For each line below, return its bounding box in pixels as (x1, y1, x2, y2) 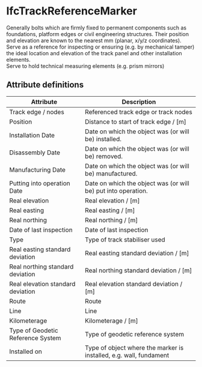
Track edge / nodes (9, 108, 64, 116)
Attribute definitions (6, 80, 84, 90)
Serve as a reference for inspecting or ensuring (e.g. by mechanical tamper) (6, 43, 195, 50)
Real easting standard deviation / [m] (85, 249, 189, 257)
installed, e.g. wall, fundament (85, 351, 170, 359)
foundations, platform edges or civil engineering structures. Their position (6, 30, 189, 37)
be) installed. (85, 135, 122, 143)
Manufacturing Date (9, 165, 66, 174)
